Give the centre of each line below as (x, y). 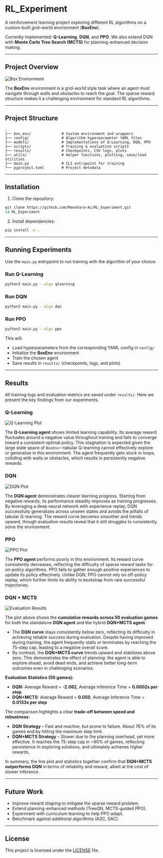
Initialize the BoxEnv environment (45, 353)
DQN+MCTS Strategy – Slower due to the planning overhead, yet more (83, 737)
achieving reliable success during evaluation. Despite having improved (82, 637)
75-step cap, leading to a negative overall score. (60, 648)
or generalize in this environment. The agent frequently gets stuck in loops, (80, 453)
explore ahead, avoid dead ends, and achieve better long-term (74, 663)
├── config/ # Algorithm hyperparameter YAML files (73, 138)
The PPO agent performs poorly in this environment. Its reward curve (74, 559)
